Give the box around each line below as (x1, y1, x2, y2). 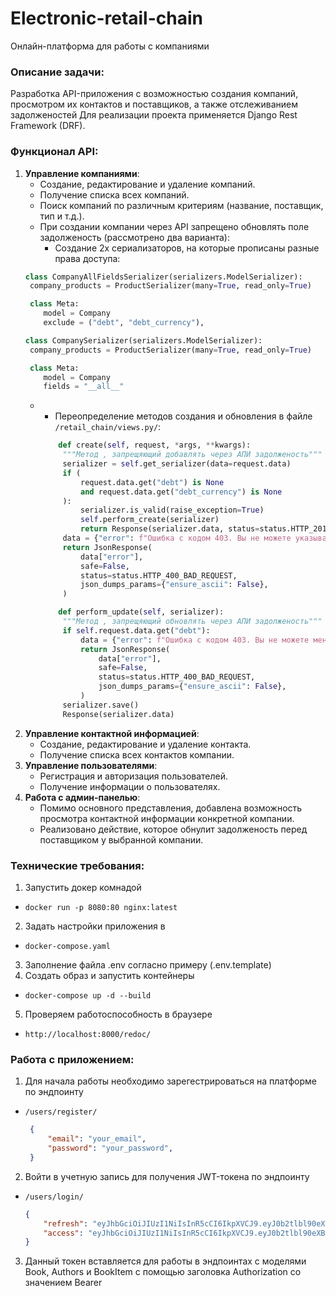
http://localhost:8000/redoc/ (24, 1029, 152, 1039)
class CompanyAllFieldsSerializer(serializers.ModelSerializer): (24, 272, 303, 282)
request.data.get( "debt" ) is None (80, 477, 225, 487)
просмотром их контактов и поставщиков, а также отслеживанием (10, 98, 299, 111)
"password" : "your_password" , (47, 1143, 174, 1153)
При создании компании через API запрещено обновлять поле (39, 220, 310, 232)
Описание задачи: (10, 65, 105, 79)
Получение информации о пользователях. (39, 780, 221, 792)
